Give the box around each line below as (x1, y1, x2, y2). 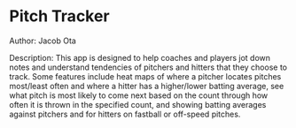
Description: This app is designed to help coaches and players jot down (9, 52, 271, 63)
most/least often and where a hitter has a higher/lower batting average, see (9, 80, 284, 91)
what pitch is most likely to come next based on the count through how (9, 90, 269, 101)
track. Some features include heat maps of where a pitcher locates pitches (9, 71, 282, 81)
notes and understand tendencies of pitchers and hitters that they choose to (9, 62, 288, 72)
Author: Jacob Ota (9, 35, 77, 46)
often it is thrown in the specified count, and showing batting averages (9, 99, 267, 109)
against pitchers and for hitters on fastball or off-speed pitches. (9, 109, 241, 119)
